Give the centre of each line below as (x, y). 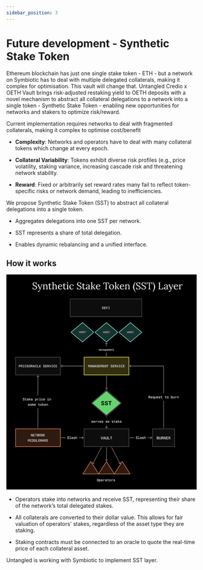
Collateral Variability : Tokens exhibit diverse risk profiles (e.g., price (100, 160)
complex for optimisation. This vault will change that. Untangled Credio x (97, 86)
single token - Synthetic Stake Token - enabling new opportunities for (93, 105)
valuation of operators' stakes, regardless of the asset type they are (99, 523)
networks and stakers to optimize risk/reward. (63, 111)
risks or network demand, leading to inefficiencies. (99, 191)
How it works (31, 263)
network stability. (37, 173)
